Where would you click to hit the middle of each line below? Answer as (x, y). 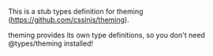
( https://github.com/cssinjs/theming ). (69, 20)
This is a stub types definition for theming (76, 11)
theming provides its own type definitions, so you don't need (106, 35)
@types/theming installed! (50, 43)
